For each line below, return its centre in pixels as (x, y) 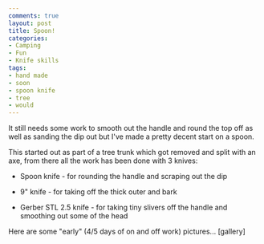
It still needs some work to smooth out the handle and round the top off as (131, 128)
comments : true (34, 16)
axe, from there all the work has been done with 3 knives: (103, 161)
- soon (19, 83)
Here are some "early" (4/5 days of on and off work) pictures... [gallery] (127, 232)
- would (21, 105)
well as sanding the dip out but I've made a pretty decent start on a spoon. (131, 136)
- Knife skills (34, 61)
